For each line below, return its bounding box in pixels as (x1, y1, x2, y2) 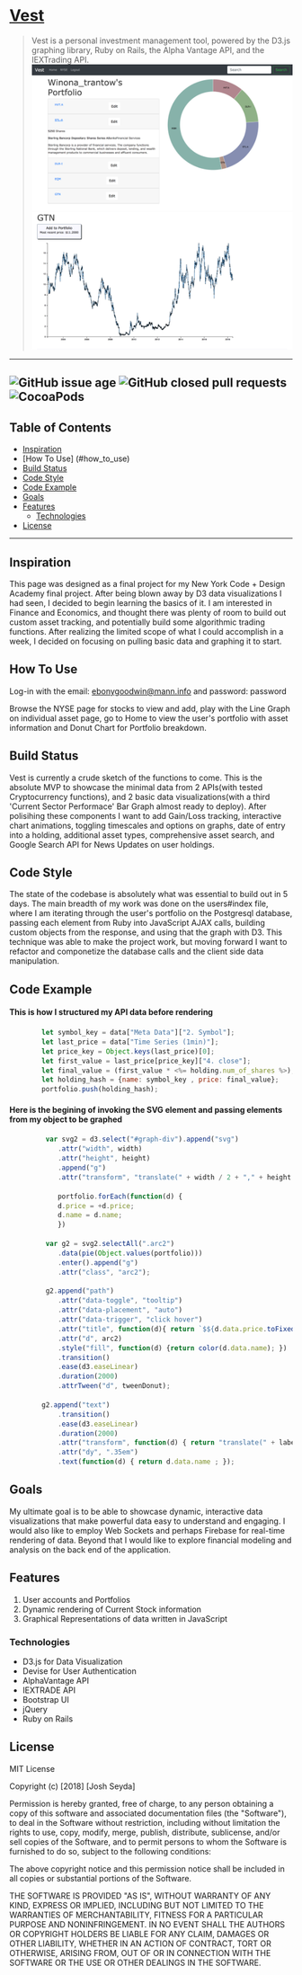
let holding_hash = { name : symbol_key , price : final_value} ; (41, 1075, 280, 1084)
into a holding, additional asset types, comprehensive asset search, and (9, 829, 275, 841)
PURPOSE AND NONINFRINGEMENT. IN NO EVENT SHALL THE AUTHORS (9, 1918, 286, 1929)
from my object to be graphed (9, 1114, 123, 1125)
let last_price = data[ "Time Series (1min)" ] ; (41, 1037, 219, 1046)
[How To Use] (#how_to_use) (22, 453, 130, 464)
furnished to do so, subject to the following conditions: (9, 1846, 211, 1856)
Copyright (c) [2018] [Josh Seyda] (9, 1781, 136, 1792)
